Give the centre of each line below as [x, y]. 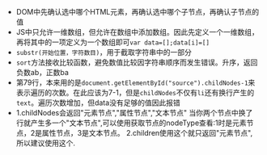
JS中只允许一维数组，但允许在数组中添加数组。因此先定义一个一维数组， [137, 32]
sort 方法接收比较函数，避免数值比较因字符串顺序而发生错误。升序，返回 [137, 62]
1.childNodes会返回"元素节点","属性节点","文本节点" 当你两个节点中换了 [134, 113]
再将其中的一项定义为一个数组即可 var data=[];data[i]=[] [113, 42]
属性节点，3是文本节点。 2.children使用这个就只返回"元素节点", [147, 133]
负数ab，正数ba [42, 72]
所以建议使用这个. [45, 143]
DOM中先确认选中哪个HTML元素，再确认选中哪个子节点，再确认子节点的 [138, 12]
